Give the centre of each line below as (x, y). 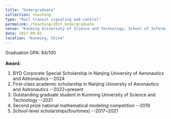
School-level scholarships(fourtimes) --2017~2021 (65, 111)
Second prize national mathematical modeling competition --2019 (81, 105)
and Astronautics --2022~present (48, 89)
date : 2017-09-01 (24, 33)
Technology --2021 (33, 100)
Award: (13, 63)
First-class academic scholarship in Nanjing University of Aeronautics (86, 84)
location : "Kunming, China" (35, 38)
